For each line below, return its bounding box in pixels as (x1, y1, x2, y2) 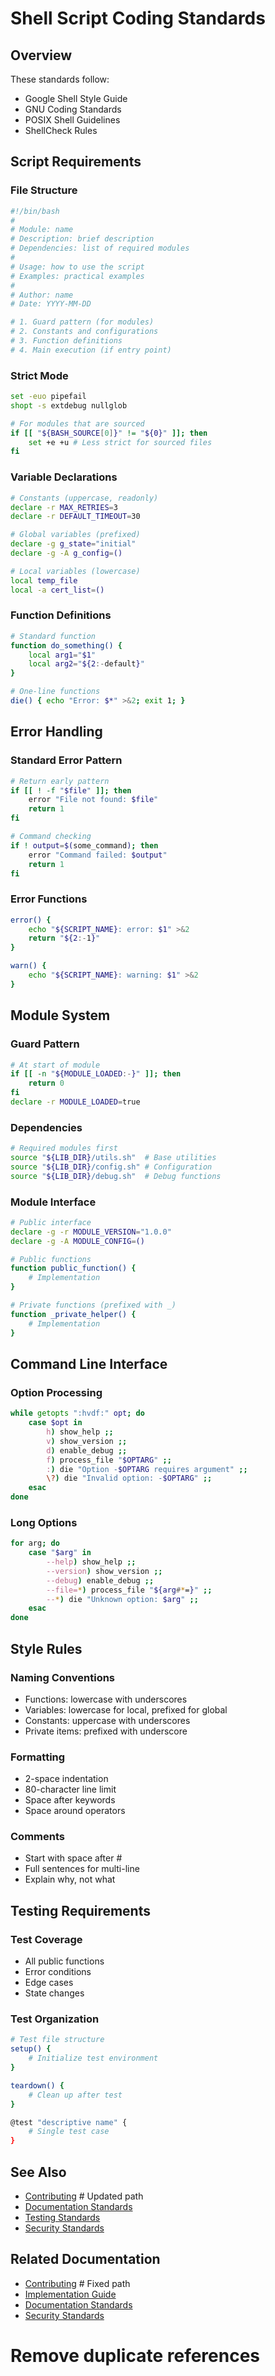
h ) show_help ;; (46, 1427, 114, 1437)
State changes (24, 1987, 85, 1999)
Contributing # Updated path (24, 2190, 144, 2202)
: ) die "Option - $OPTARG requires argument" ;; (46, 1464, 248, 1474)
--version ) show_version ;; (46, 1566, 163, 1576)
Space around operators (24, 1805, 126, 1817)
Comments (10, 1830, 65, 1844)
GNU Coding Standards (24, 103, 122, 115)
